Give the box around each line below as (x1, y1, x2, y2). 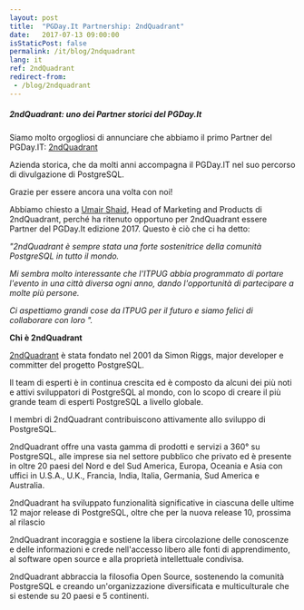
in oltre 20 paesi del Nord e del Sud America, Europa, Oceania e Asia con (9, 460, 283, 471)
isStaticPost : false (9, 38, 88, 48)
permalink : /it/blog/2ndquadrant (9, 47, 136, 56)
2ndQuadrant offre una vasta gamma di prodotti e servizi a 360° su (9, 441, 260, 452)
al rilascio (9, 517, 45, 527)
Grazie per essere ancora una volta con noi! (9, 186, 173, 197)
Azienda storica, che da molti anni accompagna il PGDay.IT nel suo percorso (9, 159, 296, 170)
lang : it (9, 55, 43, 64)
